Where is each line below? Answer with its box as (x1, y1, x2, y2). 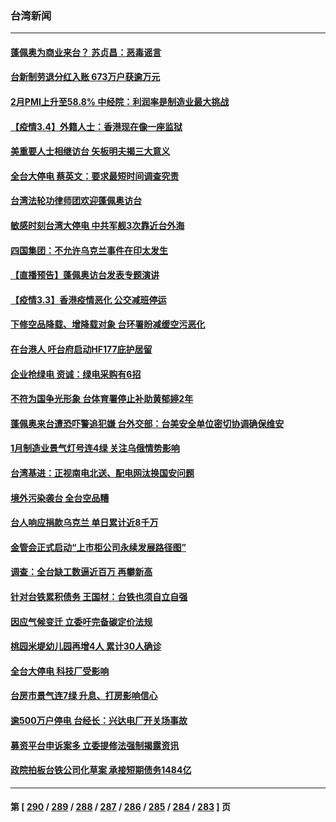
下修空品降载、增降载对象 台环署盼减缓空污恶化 (10, 318, 206, 331)
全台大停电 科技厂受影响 (10, 665, 110, 677)
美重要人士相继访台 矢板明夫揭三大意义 (10, 145, 171, 157)
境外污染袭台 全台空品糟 (10, 492, 110, 504)
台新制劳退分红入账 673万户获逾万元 (10, 71, 161, 83)
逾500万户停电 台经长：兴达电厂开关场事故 (10, 714, 188, 726)
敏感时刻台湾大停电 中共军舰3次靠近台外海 (10, 220, 185, 232)
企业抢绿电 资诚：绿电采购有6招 (10, 368, 142, 380)
